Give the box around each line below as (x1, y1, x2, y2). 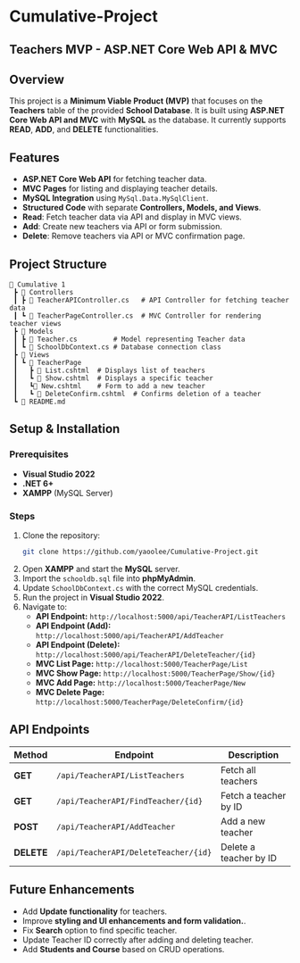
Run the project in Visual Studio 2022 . (21, 592, 165, 602)
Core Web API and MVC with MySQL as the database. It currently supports (9, 114, 287, 126)
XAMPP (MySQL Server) (21, 487, 113, 498)
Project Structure (9, 256, 107, 271)
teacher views (9, 320, 62, 328)
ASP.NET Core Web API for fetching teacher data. (21, 174, 207, 185)
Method (13, 748, 48, 760)
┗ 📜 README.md (12, 397, 66, 407)
